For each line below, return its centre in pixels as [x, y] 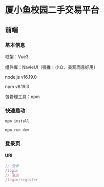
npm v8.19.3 [17, 86]
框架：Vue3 [17, 57]
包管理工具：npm [22, 96]
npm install [17, 121]
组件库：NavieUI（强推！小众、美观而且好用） [52, 67]
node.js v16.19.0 [21, 77]
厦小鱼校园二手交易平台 [52, 10]
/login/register [21, 180]
